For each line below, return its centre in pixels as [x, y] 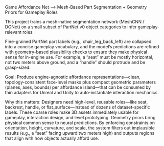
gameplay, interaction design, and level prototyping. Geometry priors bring [80, 117]
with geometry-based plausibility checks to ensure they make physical [76, 52]
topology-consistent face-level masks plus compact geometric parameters [81, 82]
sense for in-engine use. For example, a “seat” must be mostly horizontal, [79, 57]
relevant [13, 32]
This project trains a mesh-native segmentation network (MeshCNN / [75, 22]
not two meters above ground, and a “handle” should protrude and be [75, 62]
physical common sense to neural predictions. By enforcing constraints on [80, 123]
